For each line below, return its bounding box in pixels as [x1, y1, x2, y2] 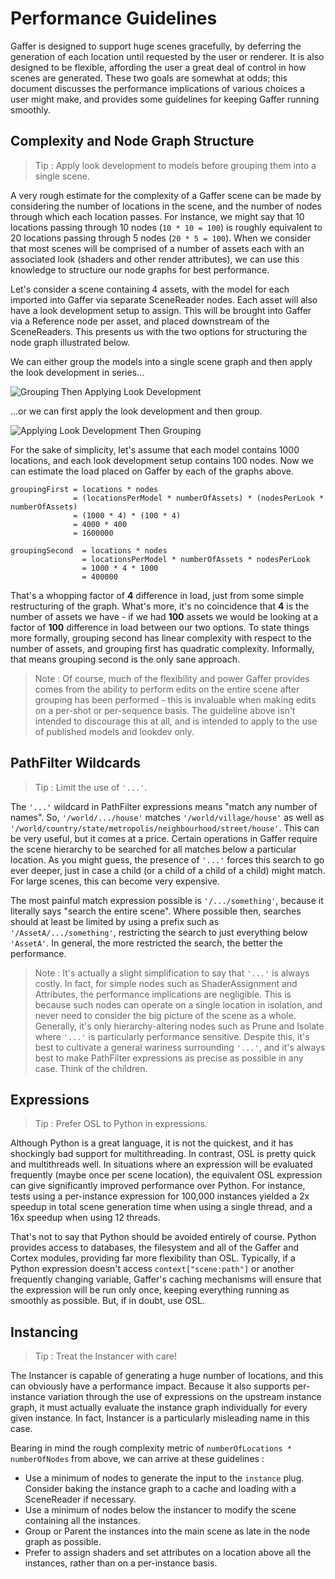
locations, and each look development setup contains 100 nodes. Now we [10, 454, 314, 466]
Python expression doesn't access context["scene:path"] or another [10, 1263, 295, 1275]
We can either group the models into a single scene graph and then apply [10, 355, 313, 367]
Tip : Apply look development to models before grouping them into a [34, 159, 317, 171]
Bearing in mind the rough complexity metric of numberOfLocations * [10, 1442, 292, 1454]
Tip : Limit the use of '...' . [34, 781, 148, 793]
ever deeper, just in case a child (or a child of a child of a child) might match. [10, 864, 326, 876]
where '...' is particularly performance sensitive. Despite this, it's [34, 1030, 310, 1042]
